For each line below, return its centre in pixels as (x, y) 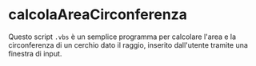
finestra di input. (35, 53)
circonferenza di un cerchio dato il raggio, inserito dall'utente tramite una (128, 45)
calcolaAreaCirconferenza (98, 15)
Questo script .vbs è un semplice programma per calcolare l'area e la (122, 37)
